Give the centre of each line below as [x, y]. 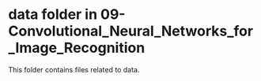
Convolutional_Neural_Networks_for [131, 31]
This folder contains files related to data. [74, 69]
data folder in [53, 15]
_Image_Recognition [77, 48]
